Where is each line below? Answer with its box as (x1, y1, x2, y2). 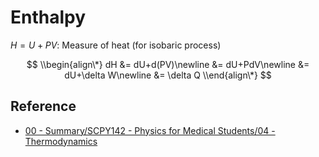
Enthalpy (10, 6, 87, 29)
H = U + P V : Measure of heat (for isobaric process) (10, 39, 222, 51)
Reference (10, 98, 77, 115)
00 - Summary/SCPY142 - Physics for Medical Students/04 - (24, 124, 276, 136)
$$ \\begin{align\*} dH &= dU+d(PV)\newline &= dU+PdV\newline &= (26, 58, 310, 70)
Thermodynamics (24, 135, 98, 147)
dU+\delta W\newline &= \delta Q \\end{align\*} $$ (64, 69, 272, 81)
